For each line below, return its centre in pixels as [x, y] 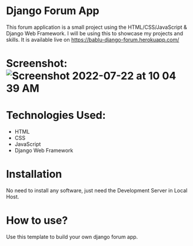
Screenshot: [37, 64]
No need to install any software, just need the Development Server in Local [97, 190]
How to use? [37, 220]
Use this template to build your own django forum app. [72, 237]
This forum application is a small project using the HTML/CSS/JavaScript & [96, 27]
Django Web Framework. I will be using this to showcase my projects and [95, 33]
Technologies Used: [56, 115]
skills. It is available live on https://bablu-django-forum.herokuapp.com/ [93, 39]
